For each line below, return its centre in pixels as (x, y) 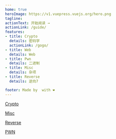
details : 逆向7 (24, 81)
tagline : (14, 18)
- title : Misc (19, 68)
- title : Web (18, 50)
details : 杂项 (23, 72)
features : (15, 32)
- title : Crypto (21, 37)
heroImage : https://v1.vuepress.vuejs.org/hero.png (58, 14)
